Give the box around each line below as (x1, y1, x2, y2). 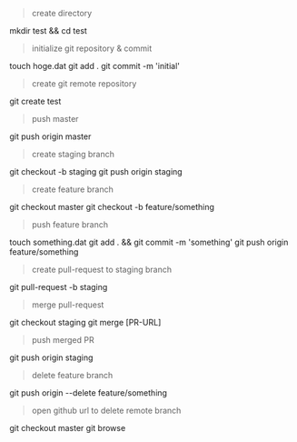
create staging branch (31, 149, 115, 159)
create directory (31, 8, 93, 18)
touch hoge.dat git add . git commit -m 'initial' (9, 61, 180, 71)
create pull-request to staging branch (31, 264, 173, 275)
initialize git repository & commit (31, 43, 153, 54)
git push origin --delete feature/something (9, 387, 168, 398)
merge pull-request (31, 299, 104, 310)
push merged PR (31, 335, 94, 345)
